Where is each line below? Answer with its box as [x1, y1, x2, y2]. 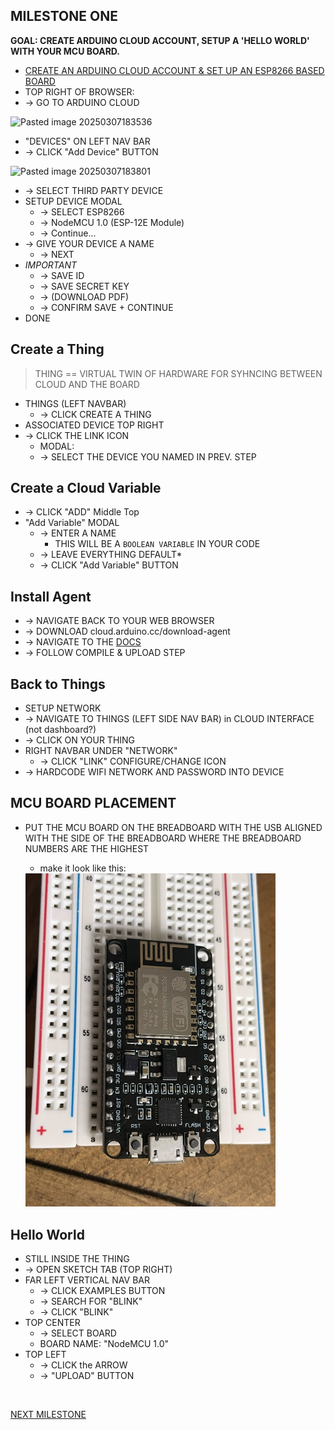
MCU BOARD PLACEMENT [10, 795, 177, 812]
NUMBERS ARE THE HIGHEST [24, 842, 150, 854]
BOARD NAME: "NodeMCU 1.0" [39, 1338, 170, 1350]
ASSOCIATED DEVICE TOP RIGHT [24, 419, 165, 431]
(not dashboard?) [24, 724, 97, 736]
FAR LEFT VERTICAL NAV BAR [24, 1274, 150, 1286]
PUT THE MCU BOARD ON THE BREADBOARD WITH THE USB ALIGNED [24, 821, 323, 833]
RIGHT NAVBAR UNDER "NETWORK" [24, 745, 178, 757]
